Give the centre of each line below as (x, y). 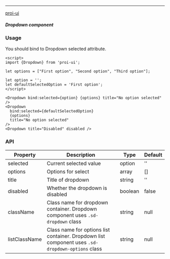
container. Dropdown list (76, 236)
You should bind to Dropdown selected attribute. (56, 49)
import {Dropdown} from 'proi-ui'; (43, 63)
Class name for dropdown (78, 202)
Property (25, 155)
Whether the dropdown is (77, 188)
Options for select (68, 171)
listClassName (25, 239)
